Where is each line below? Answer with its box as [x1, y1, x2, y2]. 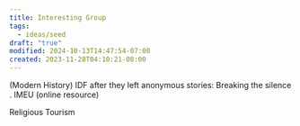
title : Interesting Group [9, 13, 106, 22]
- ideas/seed [17, 30, 66, 39]
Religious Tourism [9, 107, 75, 117]
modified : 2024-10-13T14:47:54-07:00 [9, 47, 151, 56]
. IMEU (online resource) [9, 89, 100, 100]
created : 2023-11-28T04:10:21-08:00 [9, 55, 146, 64]
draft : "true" [9, 38, 63, 48]
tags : [9, 22, 30, 31]
